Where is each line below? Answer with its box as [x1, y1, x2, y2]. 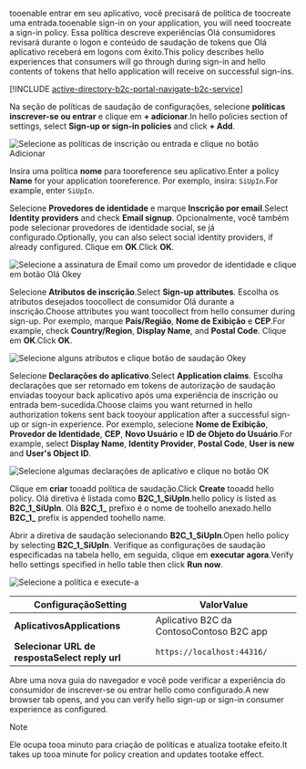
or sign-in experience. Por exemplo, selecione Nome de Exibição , [21, 419, 269, 430]
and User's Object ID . [9, 448, 92, 459]
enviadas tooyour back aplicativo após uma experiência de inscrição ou [9, 390, 279, 400]
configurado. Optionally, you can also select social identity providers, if [9, 232, 273, 243]
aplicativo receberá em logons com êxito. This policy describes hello [9, 47, 264, 57]
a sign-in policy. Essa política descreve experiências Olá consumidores [9, 27, 276, 37]
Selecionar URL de [14, 640, 96, 652]
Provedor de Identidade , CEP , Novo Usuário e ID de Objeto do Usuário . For [9, 429, 293, 439]
